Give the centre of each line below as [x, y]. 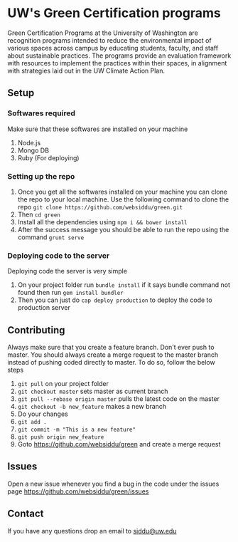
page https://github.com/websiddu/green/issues [78, 491]
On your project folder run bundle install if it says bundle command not [124, 285]
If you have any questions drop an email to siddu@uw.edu [92, 531]
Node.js [29, 142]
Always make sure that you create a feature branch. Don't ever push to [111, 348]
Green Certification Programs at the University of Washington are [103, 33]
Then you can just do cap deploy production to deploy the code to [115, 300]
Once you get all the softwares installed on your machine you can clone [122, 192]
